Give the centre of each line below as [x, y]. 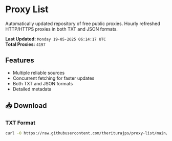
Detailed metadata [32, 89]
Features [20, 61]
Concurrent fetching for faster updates [53, 78]
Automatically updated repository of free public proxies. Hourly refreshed [83, 24]
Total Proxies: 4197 [26, 44]
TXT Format [20, 123]
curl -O [14, 133]
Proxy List [27, 9]
